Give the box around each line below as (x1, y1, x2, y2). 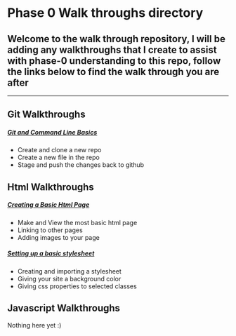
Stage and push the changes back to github (17, 161, 145, 169)
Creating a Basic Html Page (7, 201, 90, 209)
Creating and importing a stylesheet (17, 267, 122, 275)
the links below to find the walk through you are (7, 65, 220, 78)
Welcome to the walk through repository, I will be (7, 33, 226, 45)
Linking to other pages (17, 226, 83, 234)
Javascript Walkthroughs (7, 302, 121, 314)
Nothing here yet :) (7, 321, 62, 329)
